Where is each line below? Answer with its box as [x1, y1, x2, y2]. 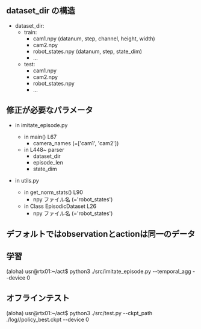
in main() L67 [23, 133, 57, 140]
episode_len [32, 158, 63, 166]
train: [23, 28, 37, 36]
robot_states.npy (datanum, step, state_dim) [32, 48, 143, 55]
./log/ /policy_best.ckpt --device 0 [6, 316, 89, 323]
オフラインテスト [6, 293, 70, 303]
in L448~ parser [23, 146, 64, 153]
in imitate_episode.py [14, 121, 68, 128]
